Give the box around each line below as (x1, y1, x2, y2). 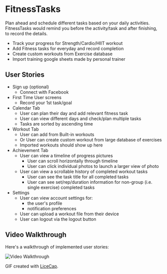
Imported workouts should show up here (19, 142, 103, 148)
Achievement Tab (12, 147, 49, 153)
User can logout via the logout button (19, 216, 96, 222)
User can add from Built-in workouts (19, 131, 94, 137)
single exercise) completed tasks (27, 184, 95, 190)
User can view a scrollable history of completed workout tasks (19, 168, 148, 174)
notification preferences (27, 205, 77, 211)
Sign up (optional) (12, 84, 49, 90)
